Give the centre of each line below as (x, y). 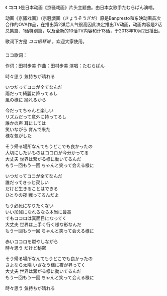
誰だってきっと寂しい (27, 182)
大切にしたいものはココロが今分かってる (47, 152)
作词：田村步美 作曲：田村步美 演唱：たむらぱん (55, 66)
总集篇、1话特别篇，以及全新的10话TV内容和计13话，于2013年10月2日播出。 (84, 31)
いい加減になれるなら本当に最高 (38, 212)
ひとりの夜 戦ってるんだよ (32, 195)
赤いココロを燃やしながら (32, 242)
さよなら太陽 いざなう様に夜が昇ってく (45, 265)
